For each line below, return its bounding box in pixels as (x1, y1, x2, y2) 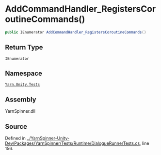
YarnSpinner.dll (5, 108, 35, 114)
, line (140, 140, 149, 146)
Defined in (5, 135, 26, 141)
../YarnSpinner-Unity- (26, 135, 70, 141)
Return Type (5, 43, 43, 52)
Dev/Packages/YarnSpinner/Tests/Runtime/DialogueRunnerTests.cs (5, 140, 140, 146)
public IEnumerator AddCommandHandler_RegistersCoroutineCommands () (5, 30, 146, 34)
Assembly (5, 95, 36, 103)
